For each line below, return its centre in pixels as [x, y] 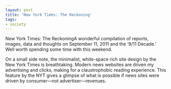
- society [16, 24]
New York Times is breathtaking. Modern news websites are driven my [80, 65]
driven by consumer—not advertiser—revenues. [56, 81]
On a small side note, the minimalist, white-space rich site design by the [81, 60]
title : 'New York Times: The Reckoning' [49, 15]
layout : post [19, 10]
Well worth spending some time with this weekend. [59, 49]
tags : [11, 19]
